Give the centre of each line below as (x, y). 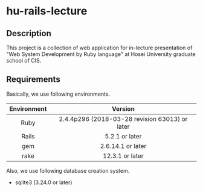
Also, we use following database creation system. (68, 170)
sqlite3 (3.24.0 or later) (43, 182)
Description (29, 33)
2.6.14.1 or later (123, 146)
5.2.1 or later (123, 136)
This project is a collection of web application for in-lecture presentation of (99, 48)
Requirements (33, 79)
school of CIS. (24, 60)
